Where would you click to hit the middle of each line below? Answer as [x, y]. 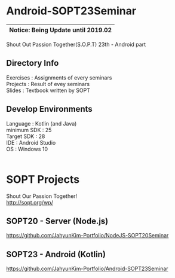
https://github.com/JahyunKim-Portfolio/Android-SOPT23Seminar [87, 269]
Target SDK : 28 [26, 136]
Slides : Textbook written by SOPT [48, 90]
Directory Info [33, 63]
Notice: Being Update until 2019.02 [61, 30]
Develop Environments [49, 109]
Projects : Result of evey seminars [48, 84]
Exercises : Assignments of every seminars [59, 77]
